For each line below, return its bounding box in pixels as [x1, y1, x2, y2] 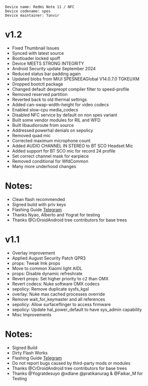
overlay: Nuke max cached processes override [12, 291, 105, 297]
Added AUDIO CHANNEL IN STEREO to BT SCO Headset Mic [12, 143, 133, 149]
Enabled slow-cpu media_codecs [12, 107, 78, 112]
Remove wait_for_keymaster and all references [12, 296, 105, 302]
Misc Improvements [12, 311, 52, 317]
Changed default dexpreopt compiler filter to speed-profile [12, 86, 130, 92]
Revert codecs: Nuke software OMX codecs [12, 281, 100, 287]
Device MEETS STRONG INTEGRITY [12, 61, 84, 66]
